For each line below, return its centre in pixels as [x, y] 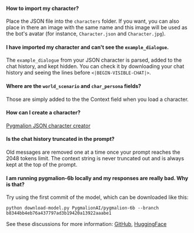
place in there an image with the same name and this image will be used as [97, 28]
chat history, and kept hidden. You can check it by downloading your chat [95, 66]
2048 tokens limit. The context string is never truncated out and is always [95, 158]
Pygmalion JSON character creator [48, 126]
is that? [15, 184]
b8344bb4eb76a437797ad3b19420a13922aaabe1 [59, 213]
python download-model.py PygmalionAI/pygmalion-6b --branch [83, 208]
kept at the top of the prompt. [42, 165]
